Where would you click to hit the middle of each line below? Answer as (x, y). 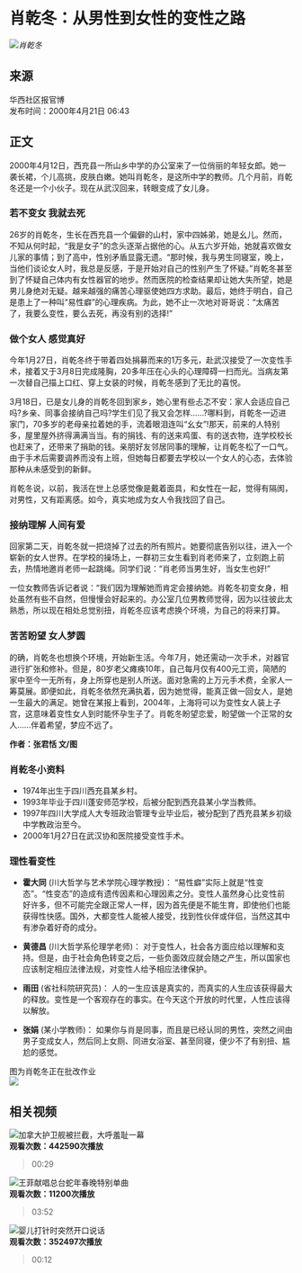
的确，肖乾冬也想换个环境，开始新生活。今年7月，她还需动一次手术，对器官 (149, 657)
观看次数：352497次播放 (56, 1242)
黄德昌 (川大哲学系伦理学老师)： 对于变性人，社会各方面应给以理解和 (149, 946)
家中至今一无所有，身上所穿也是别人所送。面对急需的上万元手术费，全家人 (147, 679)
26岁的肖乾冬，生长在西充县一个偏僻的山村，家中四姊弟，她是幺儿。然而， (148, 234)
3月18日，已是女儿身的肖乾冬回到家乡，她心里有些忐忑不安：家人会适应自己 (150, 402)
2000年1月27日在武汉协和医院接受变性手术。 (105, 836)
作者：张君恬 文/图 (44, 744)
